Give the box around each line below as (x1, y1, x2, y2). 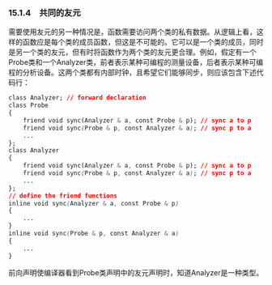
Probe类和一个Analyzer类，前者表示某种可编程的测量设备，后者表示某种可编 (8, 57, 264, 67)
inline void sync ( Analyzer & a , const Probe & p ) (8, 199, 180, 207)
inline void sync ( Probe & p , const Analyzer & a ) (8, 229, 180, 238)
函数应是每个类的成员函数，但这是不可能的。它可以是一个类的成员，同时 (22, 37, 264, 47)
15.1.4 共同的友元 (8, 6, 81, 18)
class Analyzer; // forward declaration (8, 94, 147, 102)
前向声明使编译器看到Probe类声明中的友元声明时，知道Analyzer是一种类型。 (8, 267, 264, 277)
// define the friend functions (8, 192, 117, 200)
